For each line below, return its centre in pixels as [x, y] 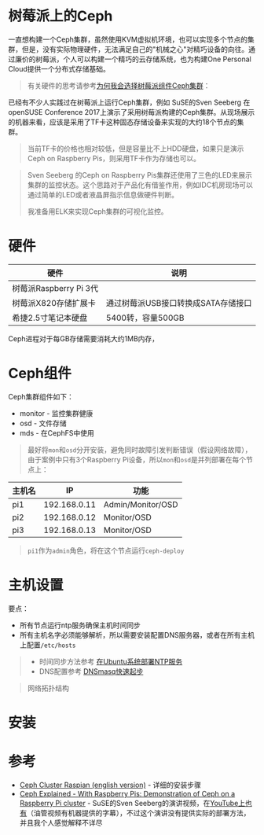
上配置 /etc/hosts [48, 645]
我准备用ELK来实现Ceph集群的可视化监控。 [97, 211]
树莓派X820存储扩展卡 [54, 303]
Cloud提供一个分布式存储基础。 [59, 68]
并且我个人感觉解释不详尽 [61, 822]
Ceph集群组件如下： [41, 396]
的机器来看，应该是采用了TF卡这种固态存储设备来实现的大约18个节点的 [123, 122]
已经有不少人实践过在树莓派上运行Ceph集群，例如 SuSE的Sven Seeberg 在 [129, 102]
